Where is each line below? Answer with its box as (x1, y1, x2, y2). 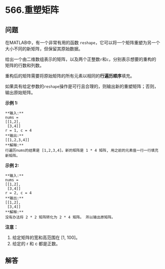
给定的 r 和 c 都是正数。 (12, 241, 61, 246)
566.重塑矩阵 (5, 4, 59, 16)
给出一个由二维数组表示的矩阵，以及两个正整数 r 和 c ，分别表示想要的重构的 (5, 56, 157, 62)
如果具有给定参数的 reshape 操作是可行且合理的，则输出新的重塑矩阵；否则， (5, 83, 159, 89)
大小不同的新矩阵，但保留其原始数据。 (5, 46, 83, 52)
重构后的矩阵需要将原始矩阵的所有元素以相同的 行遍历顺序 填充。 (5, 73, 134, 79)
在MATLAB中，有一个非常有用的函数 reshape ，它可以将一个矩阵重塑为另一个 (5, 40, 160, 45)
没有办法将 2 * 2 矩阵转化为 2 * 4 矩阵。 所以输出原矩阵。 (5, 215, 116, 220)
